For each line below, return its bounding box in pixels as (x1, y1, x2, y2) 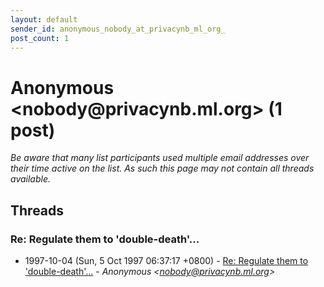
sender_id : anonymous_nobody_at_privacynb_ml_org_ (10, 24, 226, 34)
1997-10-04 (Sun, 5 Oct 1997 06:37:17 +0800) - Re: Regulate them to (24, 255, 309, 266)
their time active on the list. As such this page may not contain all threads (10, 162, 315, 175)
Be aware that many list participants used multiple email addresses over (10, 152, 310, 164)
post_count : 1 (10, 33, 70, 43)
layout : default (10, 14, 78, 25)
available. (10, 173, 52, 185)
